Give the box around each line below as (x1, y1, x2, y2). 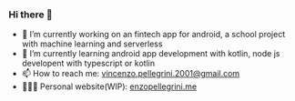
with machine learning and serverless (21, 38, 163, 49)
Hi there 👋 (8, 8, 54, 21)
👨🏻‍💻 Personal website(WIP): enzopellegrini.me (21, 81, 198, 92)
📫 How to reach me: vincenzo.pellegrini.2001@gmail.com (21, 68, 240, 79)
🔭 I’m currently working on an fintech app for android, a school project (21, 29, 286, 40)
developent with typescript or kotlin (21, 58, 156, 69)
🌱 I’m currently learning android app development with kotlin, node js (21, 48, 280, 59)
